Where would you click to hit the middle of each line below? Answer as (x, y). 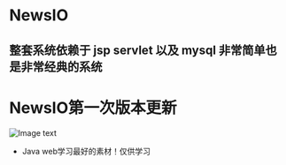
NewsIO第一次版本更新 (93, 108)
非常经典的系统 (62, 67)
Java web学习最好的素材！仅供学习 (86, 151)
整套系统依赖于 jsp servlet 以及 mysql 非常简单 (137, 50)
